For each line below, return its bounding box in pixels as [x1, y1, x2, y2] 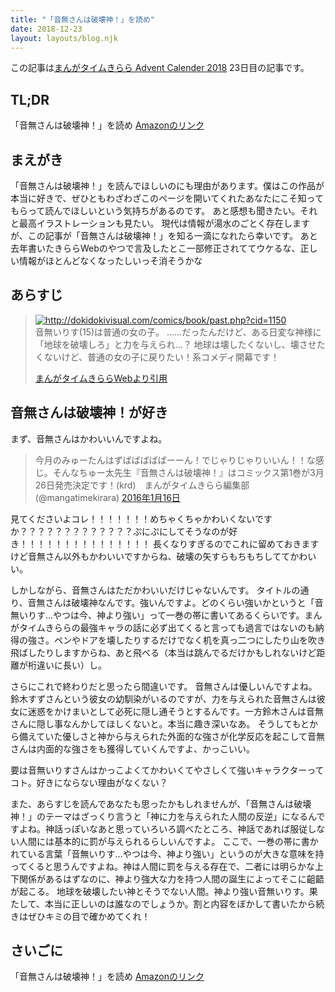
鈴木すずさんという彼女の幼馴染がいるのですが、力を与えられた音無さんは [10, 692, 317, 705]
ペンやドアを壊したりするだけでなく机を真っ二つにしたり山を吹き [53, 634, 326, 646]
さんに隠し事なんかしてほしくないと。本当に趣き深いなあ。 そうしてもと [10, 717, 310, 730]
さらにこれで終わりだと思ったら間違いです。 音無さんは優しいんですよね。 [10, 680, 318, 692]
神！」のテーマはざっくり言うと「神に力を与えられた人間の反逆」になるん [10, 810, 317, 822]
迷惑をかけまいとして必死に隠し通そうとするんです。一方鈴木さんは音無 [27, 705, 325, 717]
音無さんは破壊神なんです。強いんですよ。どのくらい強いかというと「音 [27, 596, 324, 608]
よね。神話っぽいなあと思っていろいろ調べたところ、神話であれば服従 [18, 822, 308, 835]
